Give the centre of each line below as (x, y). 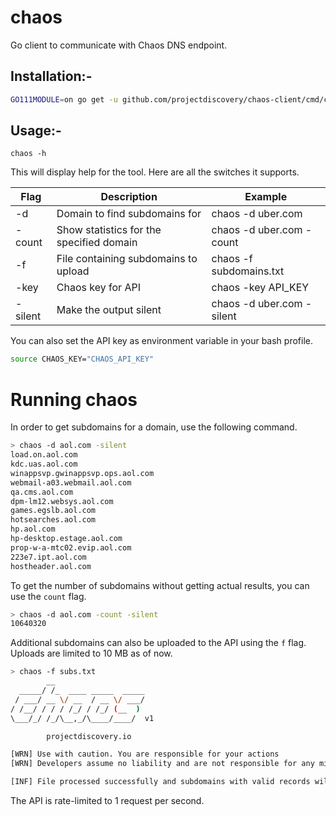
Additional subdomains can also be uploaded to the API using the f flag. (158, 643)
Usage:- (36, 131)
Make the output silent (109, 310)
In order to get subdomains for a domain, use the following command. (154, 427)
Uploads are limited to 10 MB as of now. (91, 653)
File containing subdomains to (127, 259)
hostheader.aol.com (51, 566)
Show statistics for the (109, 230)
